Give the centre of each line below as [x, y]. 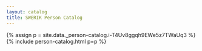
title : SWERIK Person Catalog [45, 18]
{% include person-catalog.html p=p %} [56, 41]
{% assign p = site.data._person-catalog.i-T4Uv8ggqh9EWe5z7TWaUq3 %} [101, 35]
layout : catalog [27, 12]
